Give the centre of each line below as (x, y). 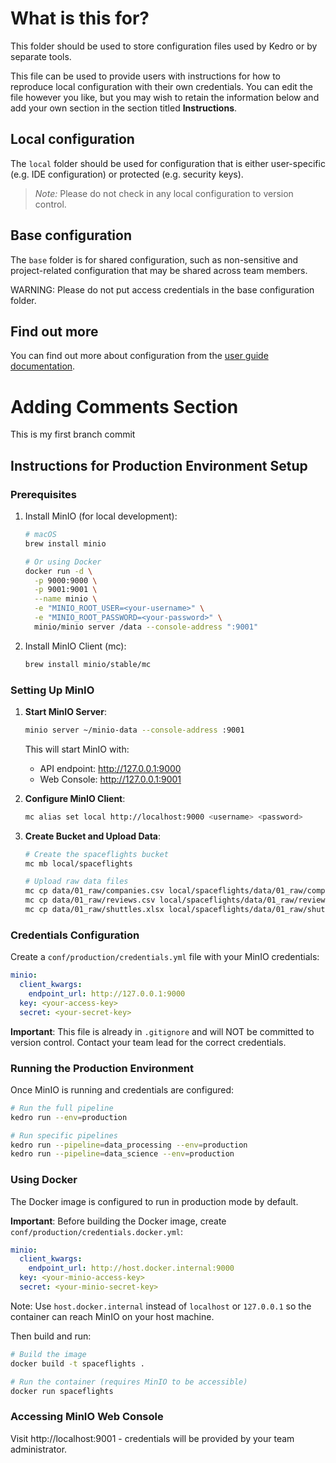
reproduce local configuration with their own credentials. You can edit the (161, 86)
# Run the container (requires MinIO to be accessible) (129, 1382)
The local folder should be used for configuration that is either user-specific (168, 163)
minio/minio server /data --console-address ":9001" (146, 627)
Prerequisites (43, 494)
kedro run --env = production (69, 1117)
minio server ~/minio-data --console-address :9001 (134, 730)
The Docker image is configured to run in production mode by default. (154, 1201)
